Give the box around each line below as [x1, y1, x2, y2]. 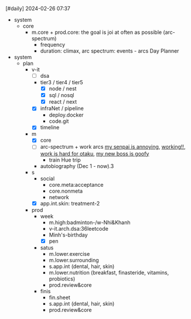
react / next [49, 98, 77, 105]
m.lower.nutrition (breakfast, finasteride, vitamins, [49, 269, 169, 276]
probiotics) [49, 275, 76, 282]
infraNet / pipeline [40, 105, 84, 112]
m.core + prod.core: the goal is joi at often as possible [31, 29, 162, 36]
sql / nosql [49, 92, 74, 99]
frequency [40, 41, 66, 48]
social [40, 175, 55, 182]
